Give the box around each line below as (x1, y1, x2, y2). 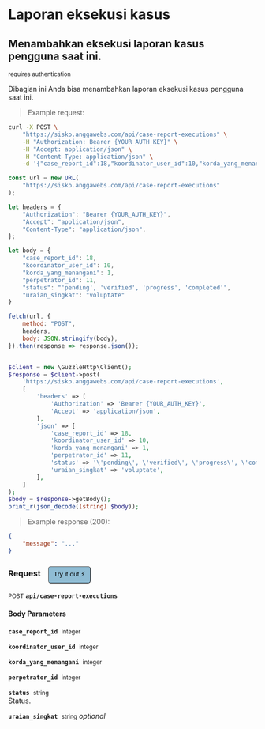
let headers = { (8, 203, 62, 211)
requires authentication (8, 70, 71, 78)
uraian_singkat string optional (8, 712, 106, 721)
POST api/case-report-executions (8, 592, 118, 600)
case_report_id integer (8, 628, 81, 636)
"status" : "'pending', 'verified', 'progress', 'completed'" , (22, 283, 231, 292)
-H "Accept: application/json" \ (22, 145, 132, 153)
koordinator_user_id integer (8, 643, 99, 652)
